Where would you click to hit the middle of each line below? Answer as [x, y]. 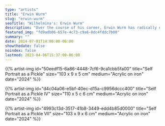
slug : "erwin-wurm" [25, 19]
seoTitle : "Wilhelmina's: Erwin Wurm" [45, 23]
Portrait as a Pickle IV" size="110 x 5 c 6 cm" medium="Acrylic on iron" [77, 94]
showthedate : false [25, 46]
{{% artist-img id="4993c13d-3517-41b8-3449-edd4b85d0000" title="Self [81, 108]
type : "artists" [22, 10]
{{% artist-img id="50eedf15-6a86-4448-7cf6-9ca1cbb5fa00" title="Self [79, 69]
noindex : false [21, 50]
